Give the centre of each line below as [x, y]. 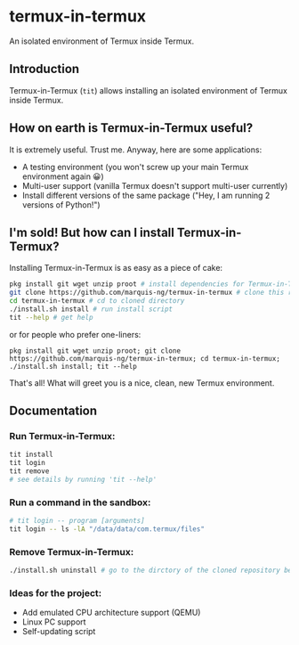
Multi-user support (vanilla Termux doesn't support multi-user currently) [155, 185]
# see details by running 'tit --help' [83, 480]
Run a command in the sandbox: [80, 502]
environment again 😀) [63, 176]
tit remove [29, 471]
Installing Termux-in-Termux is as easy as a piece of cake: [116, 268]
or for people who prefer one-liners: [75, 334]
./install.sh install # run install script [91, 309]
